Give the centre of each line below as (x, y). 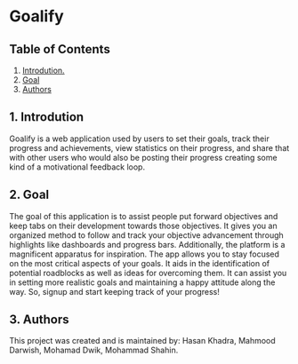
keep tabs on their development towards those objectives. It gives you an (143, 226)
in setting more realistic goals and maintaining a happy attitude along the (142, 282)
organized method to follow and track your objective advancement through (147, 235)
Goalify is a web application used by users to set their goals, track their (139, 138)
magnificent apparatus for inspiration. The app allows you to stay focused (145, 254)
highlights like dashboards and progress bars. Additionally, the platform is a (147, 244)
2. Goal (29, 195)
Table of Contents (60, 49)
